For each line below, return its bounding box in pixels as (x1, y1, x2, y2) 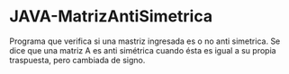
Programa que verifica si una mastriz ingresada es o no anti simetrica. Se (9, 36, 281, 46)
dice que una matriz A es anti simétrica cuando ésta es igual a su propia (9, 45, 276, 55)
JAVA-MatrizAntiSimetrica (9, 6, 213, 27)
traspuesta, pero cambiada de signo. (9, 54, 146, 65)
